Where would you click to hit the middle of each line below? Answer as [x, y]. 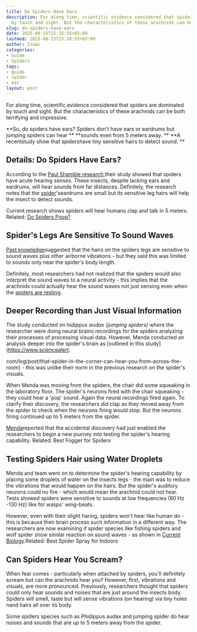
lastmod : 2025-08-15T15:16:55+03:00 [51, 39]
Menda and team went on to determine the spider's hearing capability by [94, 473]
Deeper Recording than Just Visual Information [94, 311]
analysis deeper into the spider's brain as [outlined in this [75, 344]
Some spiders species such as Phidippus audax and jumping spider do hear [98, 616]
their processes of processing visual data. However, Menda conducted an [95, 337]
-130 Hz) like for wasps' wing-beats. [50, 505]
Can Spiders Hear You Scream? [64, 559]
